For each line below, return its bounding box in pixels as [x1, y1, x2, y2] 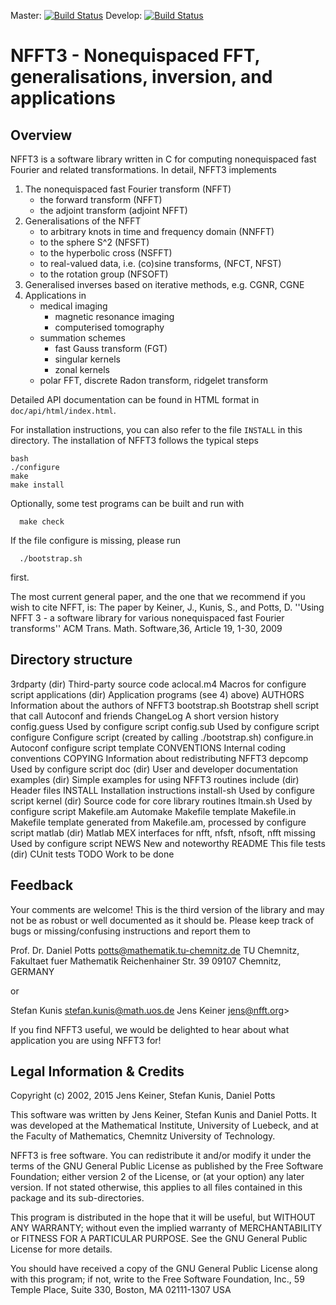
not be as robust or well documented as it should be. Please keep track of [10, 914, 315, 926]
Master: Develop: [10, 10, 143, 21]
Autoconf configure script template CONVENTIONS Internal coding [10, 741, 287, 754]
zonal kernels [54, 364, 111, 375]
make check [19, 517, 65, 527]
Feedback [10, 877, 74, 894]
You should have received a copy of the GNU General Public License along [10, 1263, 318, 1275]
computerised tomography [54, 321, 165, 333]
